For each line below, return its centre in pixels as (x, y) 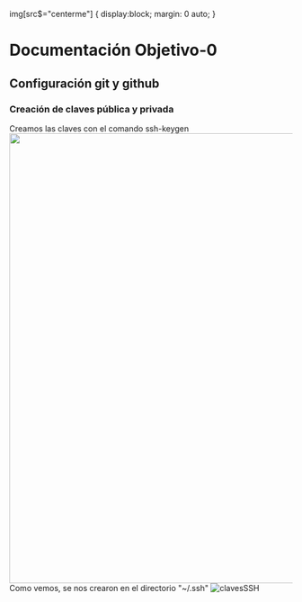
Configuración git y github (84, 83)
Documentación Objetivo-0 (113, 50)
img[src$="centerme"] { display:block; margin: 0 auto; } (112, 14)
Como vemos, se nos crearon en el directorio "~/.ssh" (109, 588)
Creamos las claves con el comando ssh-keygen (99, 128)
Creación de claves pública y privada (92, 109)
